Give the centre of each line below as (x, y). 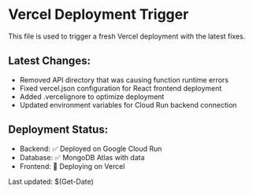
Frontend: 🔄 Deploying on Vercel (72, 166)
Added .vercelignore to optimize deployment (92, 97)
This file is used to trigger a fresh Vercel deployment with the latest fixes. (127, 36)
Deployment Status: (58, 130)
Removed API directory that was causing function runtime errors (124, 79)
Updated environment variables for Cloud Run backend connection (128, 104)
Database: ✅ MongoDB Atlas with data (82, 157)
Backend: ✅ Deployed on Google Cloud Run (91, 148)
